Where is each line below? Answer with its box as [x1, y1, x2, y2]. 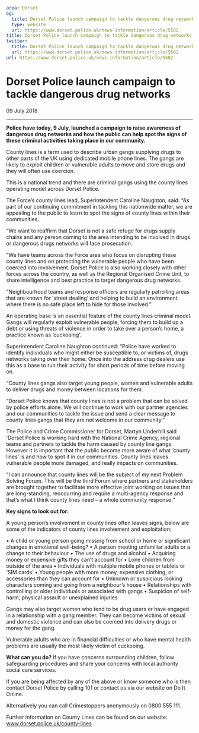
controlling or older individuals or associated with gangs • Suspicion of [6, 587, 179, 594]
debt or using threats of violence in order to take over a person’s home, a [6, 325, 184, 332]
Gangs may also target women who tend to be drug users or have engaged [6, 605, 190, 612]
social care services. [6, 666, 57, 674]
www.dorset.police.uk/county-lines [6, 719, 92, 727]
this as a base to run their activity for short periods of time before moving [6, 361, 185, 369]
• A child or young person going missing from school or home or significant [6, 537, 191, 544]
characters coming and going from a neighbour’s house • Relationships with [6, 581, 192, 588]
